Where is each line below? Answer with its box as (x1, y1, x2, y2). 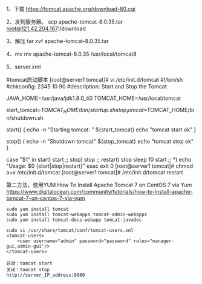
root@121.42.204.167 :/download (6, 25, 86, 32)
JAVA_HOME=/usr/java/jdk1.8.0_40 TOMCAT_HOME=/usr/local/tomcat (6, 94, 181, 102)
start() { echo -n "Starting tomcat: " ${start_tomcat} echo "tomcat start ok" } (6, 126, 197, 133)
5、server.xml (6, 63, 41, 70)
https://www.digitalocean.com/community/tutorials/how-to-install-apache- (6, 188, 193, 195)
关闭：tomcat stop (6, 266, 50, 272)
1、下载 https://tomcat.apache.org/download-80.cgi (6, 5, 136, 12)
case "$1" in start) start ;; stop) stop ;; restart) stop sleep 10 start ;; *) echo (6, 156, 192, 163)
